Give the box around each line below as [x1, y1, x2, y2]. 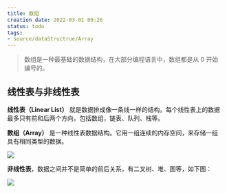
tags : [7, 29, 23, 36]
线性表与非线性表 [7, 86, 80, 98]
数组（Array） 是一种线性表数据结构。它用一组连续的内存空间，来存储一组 [7, 128, 219, 137]
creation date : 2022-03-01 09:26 [7, 16, 103, 23]
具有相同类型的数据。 [7, 137, 67, 145]
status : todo [7, 23, 45, 30]
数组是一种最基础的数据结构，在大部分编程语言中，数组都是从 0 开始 [23, 56, 219, 64]
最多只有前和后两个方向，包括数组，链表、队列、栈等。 [7, 114, 164, 122]
